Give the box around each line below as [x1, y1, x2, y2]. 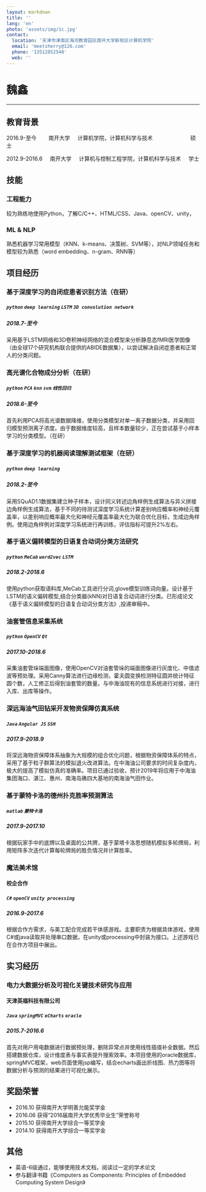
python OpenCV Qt [6, 634, 48, 640]
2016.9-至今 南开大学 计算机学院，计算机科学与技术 [6, 134, 153, 142]
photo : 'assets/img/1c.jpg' [6, 26, 78, 33]
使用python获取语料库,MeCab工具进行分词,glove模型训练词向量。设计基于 [6, 585, 194, 592]
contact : [6, 32, 29, 38]
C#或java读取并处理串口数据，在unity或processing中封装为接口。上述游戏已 [6, 933, 199, 941]
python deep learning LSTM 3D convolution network [6, 305, 134, 311]
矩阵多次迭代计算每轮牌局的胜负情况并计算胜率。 [11, 846, 135, 854]
